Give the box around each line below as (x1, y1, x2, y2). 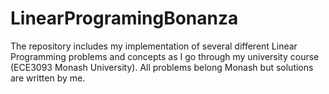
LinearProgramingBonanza (10, 7, 239, 30)
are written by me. (10, 72, 86, 84)
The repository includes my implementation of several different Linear (10, 40, 298, 52)
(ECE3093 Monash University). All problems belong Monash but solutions (10, 61, 314, 73)
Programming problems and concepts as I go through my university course (10, 50, 320, 62)
